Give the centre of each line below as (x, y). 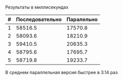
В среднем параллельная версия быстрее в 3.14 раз (61, 72)
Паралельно (82, 19)
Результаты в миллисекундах (37, 7)
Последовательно (39, 19)
